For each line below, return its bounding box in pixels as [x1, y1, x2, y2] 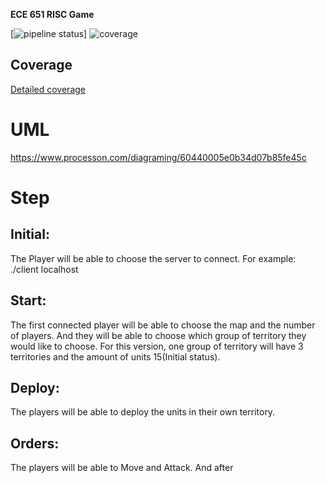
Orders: [10, 435, 60, 452]
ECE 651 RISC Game [10, 9, 95, 20]
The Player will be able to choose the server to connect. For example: [10, 252, 297, 264]
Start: [10, 292, 47, 309]
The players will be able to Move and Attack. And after [10, 462, 234, 474]
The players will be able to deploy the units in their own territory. [10, 406, 276, 418]
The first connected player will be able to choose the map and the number [10, 319, 316, 331]
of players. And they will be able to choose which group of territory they [10, 329, 307, 341]
